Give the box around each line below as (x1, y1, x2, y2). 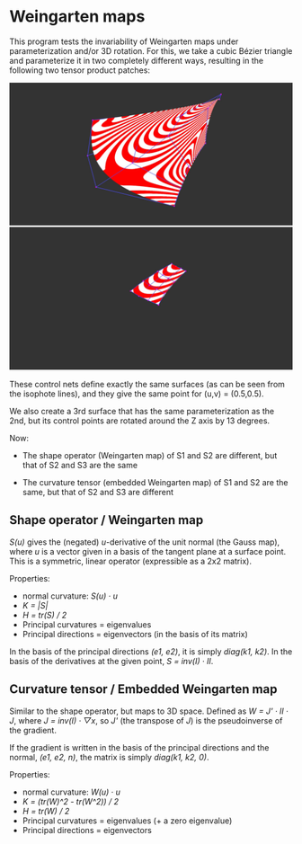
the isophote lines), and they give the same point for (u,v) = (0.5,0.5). (9, 388, 264, 399)
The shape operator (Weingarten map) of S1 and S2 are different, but (22, 449, 278, 460)
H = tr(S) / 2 (22, 609, 67, 620)
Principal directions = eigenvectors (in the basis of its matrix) (22, 628, 249, 639)
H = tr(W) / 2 (22, 805, 70, 816)
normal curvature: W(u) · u (22, 786, 121, 797)
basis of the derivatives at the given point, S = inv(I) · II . (9, 655, 214, 666)
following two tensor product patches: (9, 65, 151, 76)
